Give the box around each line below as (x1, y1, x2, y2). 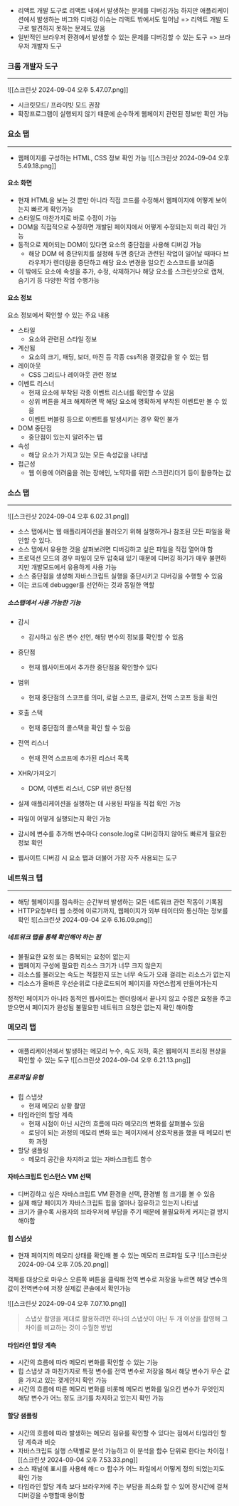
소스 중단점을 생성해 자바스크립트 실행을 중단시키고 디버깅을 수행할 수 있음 (17, 572, 223, 581)
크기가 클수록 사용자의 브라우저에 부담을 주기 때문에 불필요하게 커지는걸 (17, 1208, 216, 1216)
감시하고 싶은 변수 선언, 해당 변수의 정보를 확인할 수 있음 (28, 633, 184, 641)
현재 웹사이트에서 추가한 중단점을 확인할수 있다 (28, 663, 158, 672)
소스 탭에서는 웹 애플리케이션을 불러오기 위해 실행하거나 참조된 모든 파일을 (17, 527, 223, 536)
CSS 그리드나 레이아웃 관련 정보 (28, 370, 117, 379)
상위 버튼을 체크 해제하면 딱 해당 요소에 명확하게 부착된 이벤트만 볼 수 (28, 398, 221, 405)
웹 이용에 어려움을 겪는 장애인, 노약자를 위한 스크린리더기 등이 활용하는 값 (28, 469, 232, 477)
